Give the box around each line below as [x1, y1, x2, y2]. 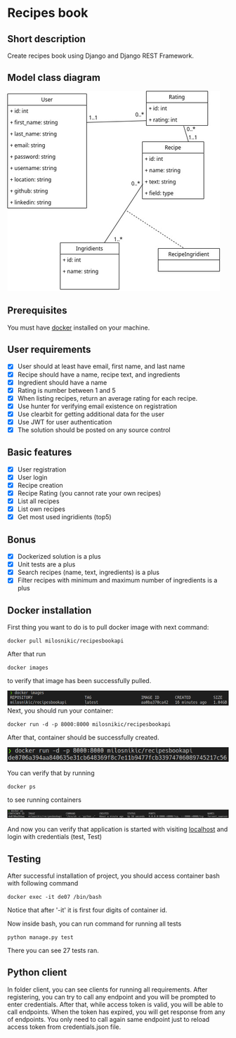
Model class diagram [7, 72, 100, 84]
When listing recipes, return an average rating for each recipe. [17, 394, 198, 402]
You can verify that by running [7, 769, 95, 777]
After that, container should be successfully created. [7, 733, 159, 741]
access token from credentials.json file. [7, 1023, 122, 1031]
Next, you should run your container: [7, 706, 114, 715]
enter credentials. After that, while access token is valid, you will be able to [7, 1000, 223, 1008]
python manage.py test [7, 934, 74, 941]
